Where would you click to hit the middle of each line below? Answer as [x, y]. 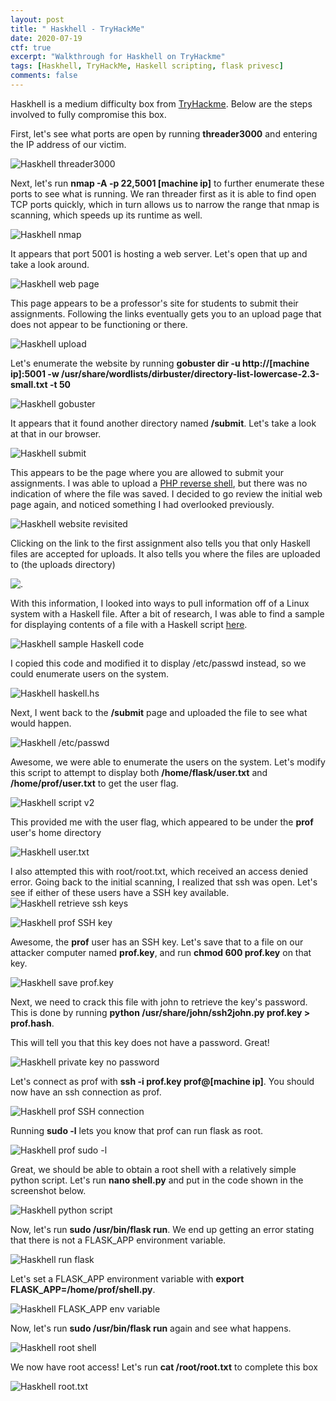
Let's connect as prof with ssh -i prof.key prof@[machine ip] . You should [162, 1081]
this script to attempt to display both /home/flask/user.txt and [139, 772]
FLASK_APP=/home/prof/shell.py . [83, 1289]
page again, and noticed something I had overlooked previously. [142, 504]
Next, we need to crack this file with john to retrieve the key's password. [159, 1002]
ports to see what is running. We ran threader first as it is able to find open [163, 193]
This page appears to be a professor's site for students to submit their [154, 303]
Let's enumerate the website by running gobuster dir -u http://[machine [160, 363]
